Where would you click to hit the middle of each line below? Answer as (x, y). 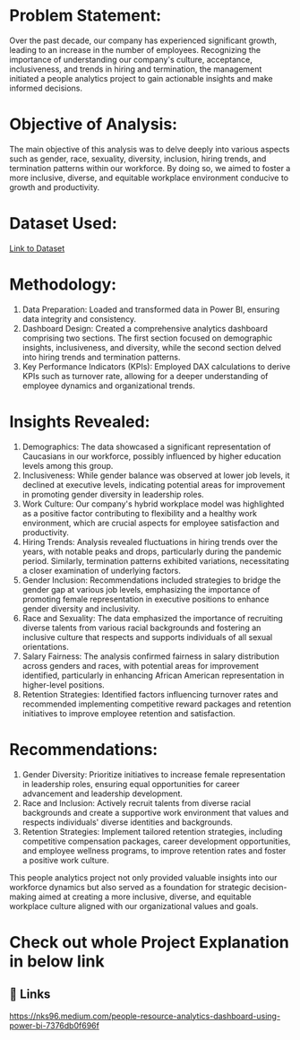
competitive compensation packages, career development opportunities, (156, 841)
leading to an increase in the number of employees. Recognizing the (135, 49)
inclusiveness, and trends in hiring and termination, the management (136, 69)
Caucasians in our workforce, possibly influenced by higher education (152, 456)
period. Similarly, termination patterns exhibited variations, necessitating (155, 560)
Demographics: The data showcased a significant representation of (146, 446)
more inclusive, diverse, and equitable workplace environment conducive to (149, 178)
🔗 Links (30, 995)
